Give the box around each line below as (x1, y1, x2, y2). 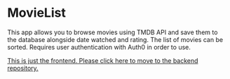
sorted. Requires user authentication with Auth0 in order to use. (7, 43, 191, 51)
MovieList (7, 5, 67, 21)
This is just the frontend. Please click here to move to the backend (7, 56, 198, 64)
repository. (7, 64, 39, 72)
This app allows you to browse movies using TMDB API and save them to (7, 28, 218, 36)
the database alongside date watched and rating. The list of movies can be (7, 35, 223, 43)
